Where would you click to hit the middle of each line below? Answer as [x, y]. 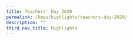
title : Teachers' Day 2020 [39, 11]
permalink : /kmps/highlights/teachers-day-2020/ [67, 17]
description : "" [26, 22]
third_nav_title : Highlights [42, 28]
